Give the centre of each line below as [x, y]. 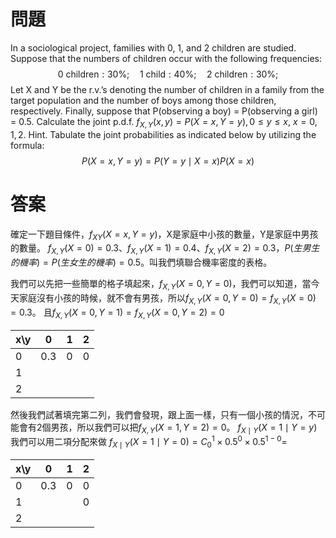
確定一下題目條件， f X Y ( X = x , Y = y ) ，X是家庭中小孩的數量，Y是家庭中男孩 [164, 235]
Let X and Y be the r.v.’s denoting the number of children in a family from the [167, 89]
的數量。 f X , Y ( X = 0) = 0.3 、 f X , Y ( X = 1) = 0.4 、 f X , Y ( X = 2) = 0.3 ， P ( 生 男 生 [165, 249]
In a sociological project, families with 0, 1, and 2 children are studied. [153, 47]
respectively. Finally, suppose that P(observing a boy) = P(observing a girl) [164, 111]
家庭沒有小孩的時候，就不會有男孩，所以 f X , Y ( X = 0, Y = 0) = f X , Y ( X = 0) [167, 299]
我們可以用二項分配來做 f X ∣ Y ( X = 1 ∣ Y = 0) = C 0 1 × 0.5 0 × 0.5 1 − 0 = [149, 442]
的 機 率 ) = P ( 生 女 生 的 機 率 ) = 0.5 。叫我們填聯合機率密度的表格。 [141, 262]
